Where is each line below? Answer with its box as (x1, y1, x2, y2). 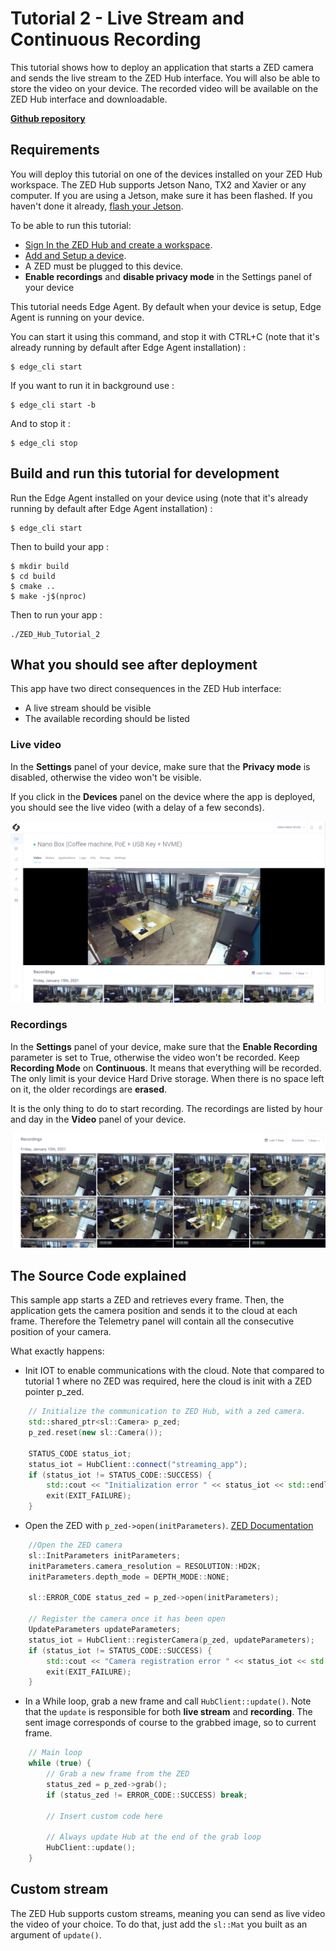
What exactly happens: (10, 1345, 105, 1357)
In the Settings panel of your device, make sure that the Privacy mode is (10, 760, 311, 772)
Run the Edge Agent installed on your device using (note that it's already (10, 492, 309, 504)
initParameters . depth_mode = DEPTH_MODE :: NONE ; (28, 1572, 230, 1582)
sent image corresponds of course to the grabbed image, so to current (24, 1717, 317, 1729)
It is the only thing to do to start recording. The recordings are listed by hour (10, 1102, 323, 1114)
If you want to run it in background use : (10, 379, 175, 391)
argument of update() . (10, 1928, 102, 1941)
